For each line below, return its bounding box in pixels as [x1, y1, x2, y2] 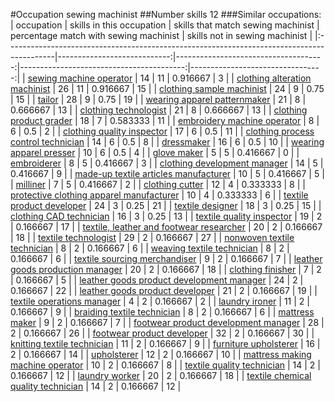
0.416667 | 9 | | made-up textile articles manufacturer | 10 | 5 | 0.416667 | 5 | [10, 168, 325, 179]
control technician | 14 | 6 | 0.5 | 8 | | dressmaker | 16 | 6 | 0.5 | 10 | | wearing [10, 136, 325, 148]
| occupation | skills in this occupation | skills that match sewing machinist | [10, 19, 320, 31]
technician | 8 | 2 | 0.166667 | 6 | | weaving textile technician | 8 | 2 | [10, 242, 290, 254]
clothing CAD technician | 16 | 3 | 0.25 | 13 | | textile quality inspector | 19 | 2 [10, 210, 323, 222]
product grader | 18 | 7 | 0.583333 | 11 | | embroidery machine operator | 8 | [10, 115, 320, 126]
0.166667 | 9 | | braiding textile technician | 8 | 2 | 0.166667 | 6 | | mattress [10, 306, 315, 318]
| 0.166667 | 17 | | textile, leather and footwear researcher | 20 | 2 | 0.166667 [10, 221, 323, 233]
